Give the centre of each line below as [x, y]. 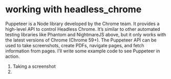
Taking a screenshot [34, 66]
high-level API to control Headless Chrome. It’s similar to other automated [83, 29]
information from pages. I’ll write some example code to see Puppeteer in [83, 51]
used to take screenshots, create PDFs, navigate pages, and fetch [75, 45]
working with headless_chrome [73, 9]
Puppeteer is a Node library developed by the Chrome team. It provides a [82, 24]
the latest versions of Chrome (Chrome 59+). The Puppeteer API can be [81, 40]
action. [13, 56]
